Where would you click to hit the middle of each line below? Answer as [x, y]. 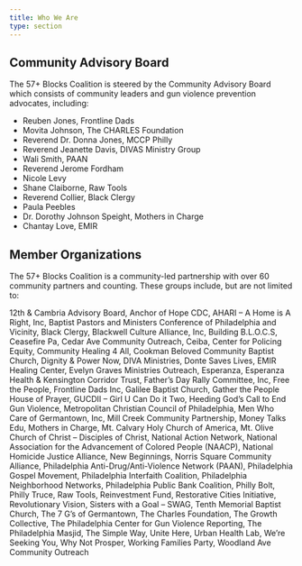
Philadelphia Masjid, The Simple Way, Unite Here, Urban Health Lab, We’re [147, 534]
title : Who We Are [44, 18]
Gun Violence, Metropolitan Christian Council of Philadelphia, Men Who [142, 409]
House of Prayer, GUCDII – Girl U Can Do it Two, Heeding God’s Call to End [148, 399]
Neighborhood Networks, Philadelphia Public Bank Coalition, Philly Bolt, [142, 485]
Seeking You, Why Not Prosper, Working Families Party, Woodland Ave [141, 543]
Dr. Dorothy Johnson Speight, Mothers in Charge [113, 216]
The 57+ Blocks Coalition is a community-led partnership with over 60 [139, 277]
